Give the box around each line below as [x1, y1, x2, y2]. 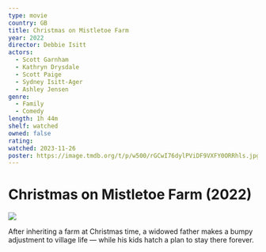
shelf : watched [8, 122, 59, 130]
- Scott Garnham [15, 56, 69, 64]
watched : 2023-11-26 [8, 144, 77, 152]
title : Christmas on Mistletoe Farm [8, 26, 129, 34]
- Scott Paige [15, 71, 62, 78]
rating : [8, 136, 34, 145]
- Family [15, 100, 44, 108]
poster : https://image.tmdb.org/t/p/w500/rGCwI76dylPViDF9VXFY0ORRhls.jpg [8, 151, 260, 159]
